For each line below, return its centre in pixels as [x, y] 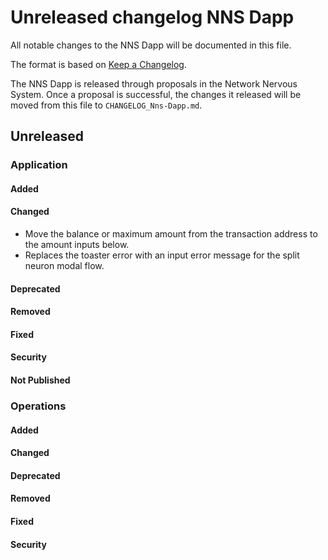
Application [39, 165]
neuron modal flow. [64, 266]
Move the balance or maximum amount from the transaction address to [171, 234]
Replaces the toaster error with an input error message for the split [162, 255]
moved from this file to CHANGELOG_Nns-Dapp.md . [106, 105]
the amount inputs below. [77, 245]
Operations [38, 406]
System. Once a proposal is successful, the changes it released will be [156, 94]
